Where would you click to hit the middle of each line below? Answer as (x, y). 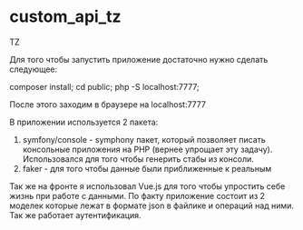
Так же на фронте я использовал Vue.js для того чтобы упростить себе (147, 186)
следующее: (34, 69)
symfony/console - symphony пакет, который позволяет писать (144, 139)
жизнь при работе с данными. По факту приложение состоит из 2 (137, 195)
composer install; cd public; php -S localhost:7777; (104, 86)
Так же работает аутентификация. (76, 215)
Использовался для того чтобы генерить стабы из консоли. (138, 159)
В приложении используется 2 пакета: (84, 122)
